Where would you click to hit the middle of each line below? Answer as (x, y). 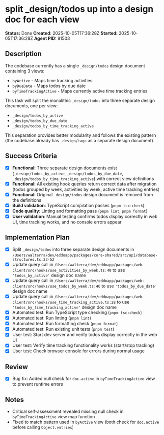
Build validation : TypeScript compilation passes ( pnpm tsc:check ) (78, 205)
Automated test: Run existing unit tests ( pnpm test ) (63, 329)
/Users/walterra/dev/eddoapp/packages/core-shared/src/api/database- (85, 255)
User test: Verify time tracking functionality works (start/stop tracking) (83, 345)
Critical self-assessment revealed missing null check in (68, 411)
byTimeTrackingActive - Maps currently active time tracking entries (80, 91)
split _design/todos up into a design (79, 9)
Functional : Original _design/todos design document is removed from (82, 194)
